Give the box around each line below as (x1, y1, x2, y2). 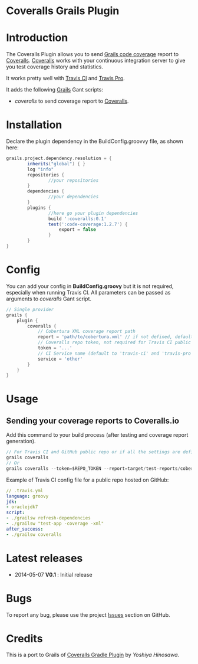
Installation (6, 118, 62, 132)
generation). (6, 438, 37, 445)
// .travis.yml (6, 488, 44, 493)
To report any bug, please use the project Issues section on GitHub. (6, 611, 170, 618)
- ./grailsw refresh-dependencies (6, 515, 91, 521)
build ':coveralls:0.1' (48, 215, 107, 222)
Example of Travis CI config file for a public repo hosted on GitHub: (6, 476, 169, 483)
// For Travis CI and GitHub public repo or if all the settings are (6, 449, 181, 455)
